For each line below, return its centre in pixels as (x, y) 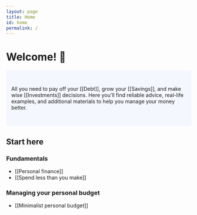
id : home (17, 22)
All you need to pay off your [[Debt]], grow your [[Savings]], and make (96, 89)
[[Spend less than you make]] (50, 177)
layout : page (22, 11)
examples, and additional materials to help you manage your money (93, 101)
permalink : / (22, 28)
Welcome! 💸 (36, 57)
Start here (25, 142)
